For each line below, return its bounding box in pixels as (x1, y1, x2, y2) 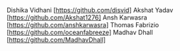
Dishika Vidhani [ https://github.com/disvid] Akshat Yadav (6, 6, 174, 14)
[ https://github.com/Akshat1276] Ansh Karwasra (6, 13, 147, 22)
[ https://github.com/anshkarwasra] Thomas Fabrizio (6, 21, 159, 29)
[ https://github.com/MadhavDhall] (6, 36, 106, 44)
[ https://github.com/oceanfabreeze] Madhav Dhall (6, 28, 153, 36)
